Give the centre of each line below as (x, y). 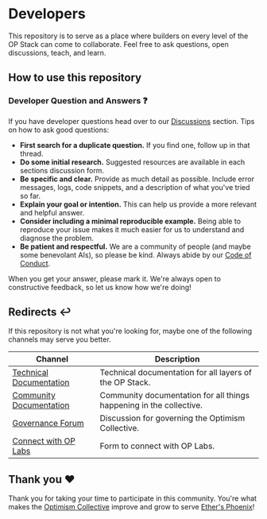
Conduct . (35, 263)
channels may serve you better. (60, 339)
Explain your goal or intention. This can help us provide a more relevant (138, 204)
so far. (30, 196)
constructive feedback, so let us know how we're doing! (100, 287)
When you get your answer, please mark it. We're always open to (114, 278)
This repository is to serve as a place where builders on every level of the (128, 36)
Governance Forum (48, 424)
